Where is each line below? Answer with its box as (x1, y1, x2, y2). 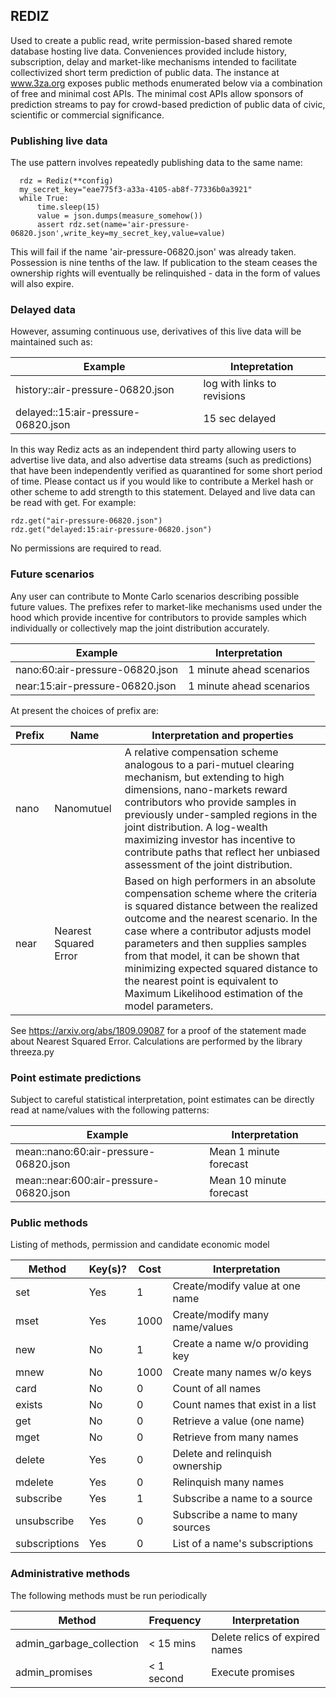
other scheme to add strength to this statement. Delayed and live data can (10, 486, 316, 498)
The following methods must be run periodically (10, 1589, 208, 1601)
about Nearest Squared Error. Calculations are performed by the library (10, 1035, 303, 1047)
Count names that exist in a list (172, 1398, 317, 1412)
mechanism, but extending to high (124, 770, 285, 784)
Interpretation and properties (151, 728, 294, 742)
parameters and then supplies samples (124, 936, 307, 950)
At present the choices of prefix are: (10, 704, 160, 716)
